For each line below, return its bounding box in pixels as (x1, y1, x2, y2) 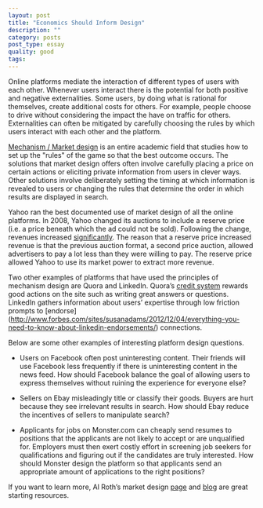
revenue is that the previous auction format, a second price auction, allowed (8, 240, 254, 250)
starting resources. (8, 490, 70, 499)
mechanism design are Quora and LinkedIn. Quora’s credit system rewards (8, 280, 249, 291)
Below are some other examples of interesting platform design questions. (8, 338, 244, 347)
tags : (8, 56, 26, 64)
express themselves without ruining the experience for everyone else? (19, 378, 247, 387)
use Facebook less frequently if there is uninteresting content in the (19, 361, 238, 371)
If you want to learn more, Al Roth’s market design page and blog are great (8, 482, 248, 492)
